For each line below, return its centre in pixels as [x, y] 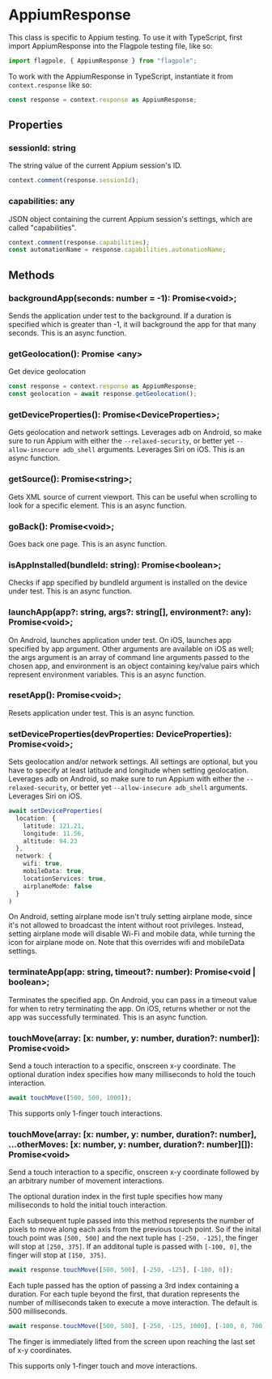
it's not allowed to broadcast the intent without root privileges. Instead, [126, 926]
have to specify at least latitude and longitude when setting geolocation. [129, 770]
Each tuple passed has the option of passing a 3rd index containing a [123, 1286]
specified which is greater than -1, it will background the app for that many [132, 324]
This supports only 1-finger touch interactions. [86, 1113]
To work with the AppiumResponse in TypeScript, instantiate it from [121, 76]
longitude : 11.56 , [54, 833]
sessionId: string [42, 148]
